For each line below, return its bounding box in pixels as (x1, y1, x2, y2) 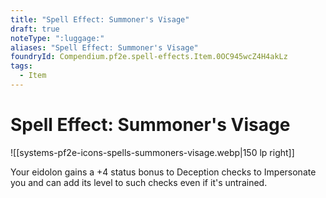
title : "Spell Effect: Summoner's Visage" (10, 14, 190, 25)
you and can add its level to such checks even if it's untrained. (10, 176, 268, 188)
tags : (10, 61, 33, 71)
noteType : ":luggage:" (10, 33, 105, 43)
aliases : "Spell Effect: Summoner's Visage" (10, 42, 199, 53)
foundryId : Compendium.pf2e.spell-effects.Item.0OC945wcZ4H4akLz (10, 52, 288, 62)
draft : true (10, 24, 60, 34)
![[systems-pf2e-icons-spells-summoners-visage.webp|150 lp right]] (10, 146, 295, 158)
